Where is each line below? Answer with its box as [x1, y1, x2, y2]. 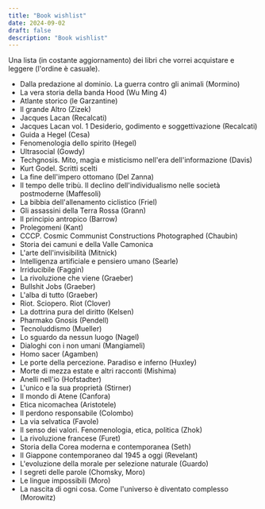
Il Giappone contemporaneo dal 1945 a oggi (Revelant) [19, 450, 198, 461]
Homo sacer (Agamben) [19, 349, 99, 359]
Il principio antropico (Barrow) [19, 214, 118, 224]
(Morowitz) [19, 493, 56, 503]
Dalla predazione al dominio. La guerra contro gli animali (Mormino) [19, 79, 240, 89]
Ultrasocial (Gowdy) [19, 147, 86, 156]
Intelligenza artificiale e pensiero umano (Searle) [19, 256, 179, 266]
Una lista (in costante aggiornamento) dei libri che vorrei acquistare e [8, 56, 235, 65]
